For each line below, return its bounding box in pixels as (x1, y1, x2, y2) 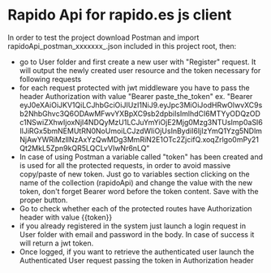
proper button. (19, 195, 68, 205)
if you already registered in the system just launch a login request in (19, 221, 247, 231)
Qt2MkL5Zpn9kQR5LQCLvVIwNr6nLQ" (19, 143, 150, 153)
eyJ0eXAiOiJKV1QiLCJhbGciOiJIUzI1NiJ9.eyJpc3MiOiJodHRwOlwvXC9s (19, 100, 263, 110)
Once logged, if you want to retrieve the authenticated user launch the (19, 246, 255, 257)
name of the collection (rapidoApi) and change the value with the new (19, 177, 253, 188)
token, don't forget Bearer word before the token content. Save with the (19, 186, 259, 196)
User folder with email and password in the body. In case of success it (19, 229, 255, 239)
